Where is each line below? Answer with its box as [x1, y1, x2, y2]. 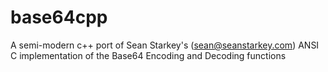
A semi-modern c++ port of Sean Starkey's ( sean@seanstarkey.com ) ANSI [10, 39, 320, 51]
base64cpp [10, 6, 108, 29]
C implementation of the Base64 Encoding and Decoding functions [10, 49, 287, 61]
